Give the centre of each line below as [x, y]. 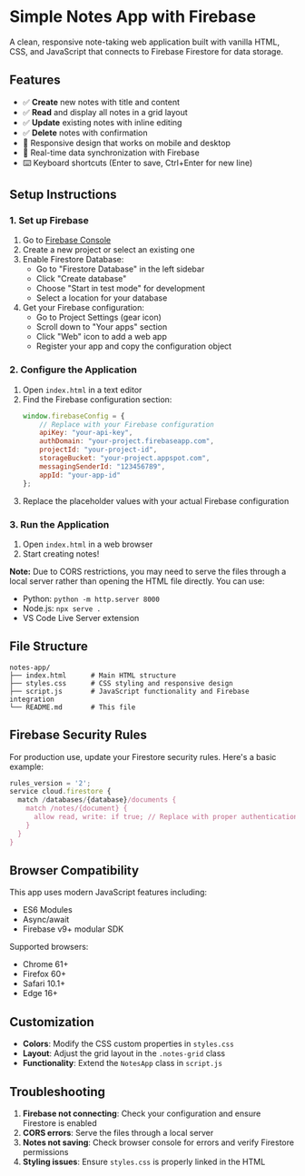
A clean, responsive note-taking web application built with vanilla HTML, [144, 42]
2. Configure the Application [74, 370]
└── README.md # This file [73, 707]
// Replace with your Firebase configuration [127, 424]
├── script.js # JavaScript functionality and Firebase [129, 691]
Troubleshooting [58, 1092]
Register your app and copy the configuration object [134, 346]
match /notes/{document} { [77, 809]
